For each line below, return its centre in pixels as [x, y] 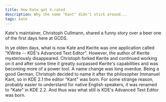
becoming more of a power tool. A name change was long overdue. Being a [82, 69]
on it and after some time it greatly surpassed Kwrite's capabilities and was [82, 64]
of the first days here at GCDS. [36, 38]
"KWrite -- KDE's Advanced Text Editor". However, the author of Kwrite [78, 53]
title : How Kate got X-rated [35, 10]
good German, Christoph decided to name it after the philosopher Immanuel [83, 74]
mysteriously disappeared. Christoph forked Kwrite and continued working [81, 58]
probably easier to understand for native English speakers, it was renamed [81, 85]
